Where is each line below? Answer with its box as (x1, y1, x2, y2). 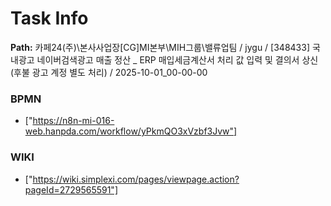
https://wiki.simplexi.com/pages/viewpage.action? (32, 173, 240, 185)
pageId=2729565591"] (24, 183, 118, 196)
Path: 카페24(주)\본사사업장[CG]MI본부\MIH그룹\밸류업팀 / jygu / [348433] (10, 41, 311, 53)
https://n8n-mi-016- (32, 115, 115, 127)
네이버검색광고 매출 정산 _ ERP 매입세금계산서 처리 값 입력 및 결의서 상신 (36, 53, 319, 66)
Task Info (10, 7, 89, 30)
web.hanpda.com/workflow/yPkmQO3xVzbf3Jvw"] (24, 125, 238, 137)
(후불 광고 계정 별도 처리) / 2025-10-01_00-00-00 (10, 66, 208, 78)
